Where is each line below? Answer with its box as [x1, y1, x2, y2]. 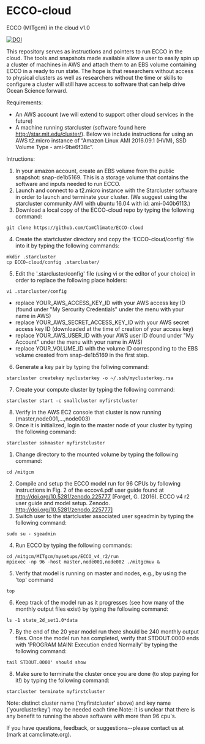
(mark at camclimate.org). [6, 730, 72, 738]
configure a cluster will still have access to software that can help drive [6, 80, 185, 88]
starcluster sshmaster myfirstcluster [6, 440, 105, 446]
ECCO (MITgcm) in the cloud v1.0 [6, 24, 91, 31]
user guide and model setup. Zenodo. [15, 499, 110, 506]
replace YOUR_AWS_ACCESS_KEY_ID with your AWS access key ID [15, 299, 185, 306]
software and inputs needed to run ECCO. [15, 180, 121, 187]
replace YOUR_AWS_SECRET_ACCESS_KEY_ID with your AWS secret [15, 319, 190, 326]
